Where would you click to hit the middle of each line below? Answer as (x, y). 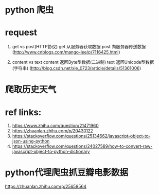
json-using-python (31, 141)
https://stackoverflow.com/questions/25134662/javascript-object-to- (81, 136)
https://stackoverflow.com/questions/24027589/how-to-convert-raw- (82, 146)
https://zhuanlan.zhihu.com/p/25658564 (46, 186)
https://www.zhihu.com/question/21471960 (55, 126)
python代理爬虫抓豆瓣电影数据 (67, 173)
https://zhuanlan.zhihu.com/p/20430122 (53, 131)
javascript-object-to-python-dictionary (51, 152)
